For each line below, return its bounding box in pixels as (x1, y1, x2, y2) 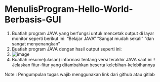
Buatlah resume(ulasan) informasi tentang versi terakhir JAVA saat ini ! (11, 56, 155, 62)
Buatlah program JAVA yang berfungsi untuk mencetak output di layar (11, 30, 155, 36)
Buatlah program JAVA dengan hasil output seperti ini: (11, 46, 122, 52)
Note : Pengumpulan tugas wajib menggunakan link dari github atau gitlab (4, 71, 155, 77)
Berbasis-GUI (4, 14, 61, 25)
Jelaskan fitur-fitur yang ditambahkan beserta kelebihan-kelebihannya (11, 62, 155, 68)
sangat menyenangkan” (11, 41, 60, 46)
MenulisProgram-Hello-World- (4, 3, 133, 15)
